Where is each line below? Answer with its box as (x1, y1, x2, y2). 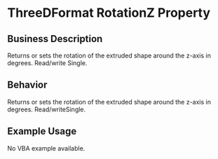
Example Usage (7, 125, 77, 137)
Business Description (7, 33, 103, 45)
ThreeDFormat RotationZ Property (7, 5, 211, 21)
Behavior (7, 79, 48, 91)
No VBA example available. (7, 144, 86, 152)
